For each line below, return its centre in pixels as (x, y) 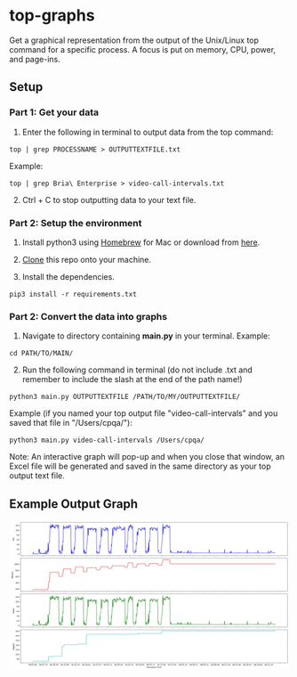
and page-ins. (35, 59)
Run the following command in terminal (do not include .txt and (137, 370)
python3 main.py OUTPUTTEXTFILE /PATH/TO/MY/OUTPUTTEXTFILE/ (125, 397)
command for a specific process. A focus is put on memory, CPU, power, (143, 49)
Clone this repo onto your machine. (87, 259)
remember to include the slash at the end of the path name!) (132, 379)
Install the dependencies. (68, 276)
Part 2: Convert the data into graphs (88, 316)
